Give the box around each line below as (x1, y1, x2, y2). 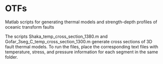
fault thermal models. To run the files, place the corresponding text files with (5, 44, 159, 49)
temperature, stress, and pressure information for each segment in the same (5, 49, 158, 55)
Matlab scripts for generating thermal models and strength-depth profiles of (5, 19, 158, 25)
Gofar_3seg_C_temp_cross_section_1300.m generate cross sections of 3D (5, 38, 152, 44)
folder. (5, 54, 18, 60)
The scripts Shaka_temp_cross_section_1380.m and (5, 33, 108, 39)
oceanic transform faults (5, 24, 54, 30)
